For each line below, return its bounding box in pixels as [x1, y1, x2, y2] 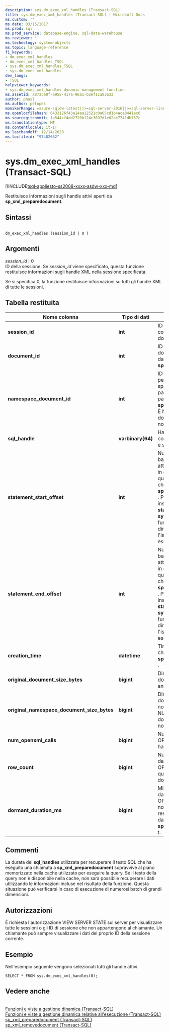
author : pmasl [5, 96, 35, 101]
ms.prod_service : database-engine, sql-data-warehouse [5, 31, 123, 36]
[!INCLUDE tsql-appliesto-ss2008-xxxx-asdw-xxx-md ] [5, 183, 118, 189]
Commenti [5, 846, 39, 855]
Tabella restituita [5, 298, 59, 307]
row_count [8, 763, 34, 770]
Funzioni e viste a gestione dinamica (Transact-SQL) [5, 1006, 114, 1012]
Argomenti [5, 244, 39, 253]
